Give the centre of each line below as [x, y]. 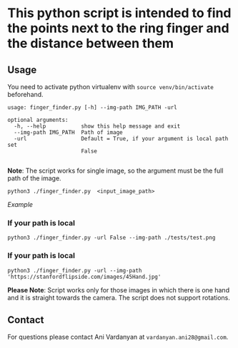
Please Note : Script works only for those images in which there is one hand [119, 290]
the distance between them [90, 43]
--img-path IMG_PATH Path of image [68, 133]
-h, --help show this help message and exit [97, 126]
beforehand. [26, 94]
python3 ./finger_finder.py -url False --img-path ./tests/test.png [111, 238]
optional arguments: [38, 120]
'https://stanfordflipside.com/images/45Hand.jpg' [84, 277]
